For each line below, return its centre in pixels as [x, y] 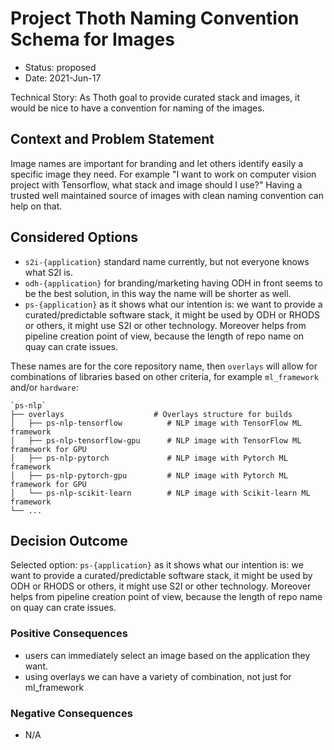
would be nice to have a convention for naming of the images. [137, 108]
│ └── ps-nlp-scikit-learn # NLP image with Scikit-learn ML [160, 493]
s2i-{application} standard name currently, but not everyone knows [167, 261]
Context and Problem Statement [112, 139]
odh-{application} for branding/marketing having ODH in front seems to [173, 283]
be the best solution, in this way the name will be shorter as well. [158, 293]
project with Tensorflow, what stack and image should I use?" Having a [156, 184]
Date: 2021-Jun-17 [63, 78]
